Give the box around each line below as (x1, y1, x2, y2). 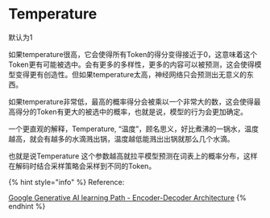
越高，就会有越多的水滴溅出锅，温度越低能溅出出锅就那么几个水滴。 (8, 134, 235, 143)
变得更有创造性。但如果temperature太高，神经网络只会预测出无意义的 (15, 69, 247, 79)
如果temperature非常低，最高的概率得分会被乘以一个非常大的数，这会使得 (8, 97, 254, 106)
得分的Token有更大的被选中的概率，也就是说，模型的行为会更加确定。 (15, 106, 248, 117)
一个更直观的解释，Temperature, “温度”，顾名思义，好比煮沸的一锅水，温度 (8, 124, 260, 134)
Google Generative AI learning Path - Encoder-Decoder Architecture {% (8, 192, 247, 202)
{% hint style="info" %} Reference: (8, 177, 125, 187)
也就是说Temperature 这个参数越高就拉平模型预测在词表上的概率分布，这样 (8, 150, 258, 161)
